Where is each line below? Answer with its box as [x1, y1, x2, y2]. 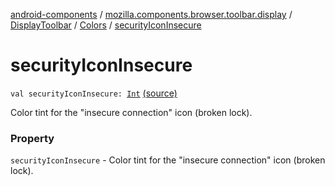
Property [10, 131, 55, 145]
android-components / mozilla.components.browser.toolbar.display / [10, 9, 293, 20]
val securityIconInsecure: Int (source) [10, 87, 178, 99]
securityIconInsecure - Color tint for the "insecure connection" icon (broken [10, 154, 326, 166]
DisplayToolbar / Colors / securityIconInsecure [10, 19, 202, 31]
